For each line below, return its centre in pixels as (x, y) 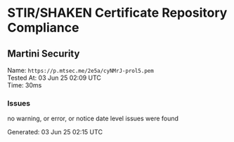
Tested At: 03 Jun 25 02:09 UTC (54, 78)
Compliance (43, 28)
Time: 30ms (25, 85)
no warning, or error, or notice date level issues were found (93, 119)
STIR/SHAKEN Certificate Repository (117, 13)
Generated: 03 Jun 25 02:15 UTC (55, 132)
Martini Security (44, 54)
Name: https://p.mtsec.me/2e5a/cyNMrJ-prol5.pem (81, 70)
